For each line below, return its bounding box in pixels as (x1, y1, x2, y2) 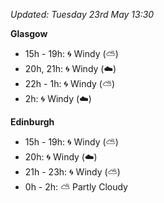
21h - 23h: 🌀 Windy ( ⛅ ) (24, 166, 121, 178)
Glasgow (10, 28, 48, 39)
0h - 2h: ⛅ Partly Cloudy (24, 181, 128, 193)
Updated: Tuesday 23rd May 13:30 (10, 9, 155, 20)
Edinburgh (10, 116, 55, 128)
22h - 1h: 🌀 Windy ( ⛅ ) (24, 78, 116, 89)
